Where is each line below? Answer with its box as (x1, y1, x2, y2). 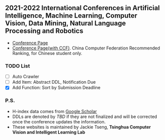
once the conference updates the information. (12, 118, 106, 124)
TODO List (5, 62, 31, 69)
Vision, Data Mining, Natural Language (5, 19, 126, 27)
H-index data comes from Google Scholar (12, 108, 97, 114)
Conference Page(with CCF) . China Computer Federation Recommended (12, 45, 160, 51)
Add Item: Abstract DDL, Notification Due (12, 79, 96, 85)
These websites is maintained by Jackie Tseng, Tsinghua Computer (12, 124, 151, 130)
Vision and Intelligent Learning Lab (12, 129, 85, 135)
